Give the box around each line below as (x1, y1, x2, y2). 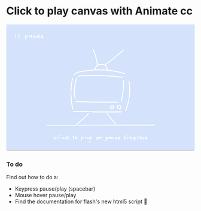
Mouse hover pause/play (14, 192, 77, 198)
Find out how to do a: (6, 174, 59, 180)
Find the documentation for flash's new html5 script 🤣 (14, 198, 148, 205)
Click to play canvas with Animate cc (6, 4, 193, 18)
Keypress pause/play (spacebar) (14, 185, 96, 192)
